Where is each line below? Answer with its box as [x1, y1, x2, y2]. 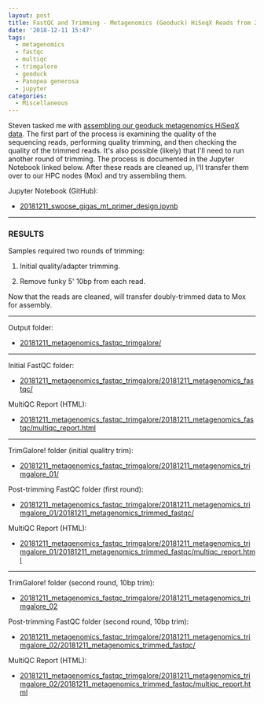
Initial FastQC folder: [8, 361, 75, 370]
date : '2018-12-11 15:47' [8, 26, 93, 34]
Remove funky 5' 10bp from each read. [19, 277, 146, 286]
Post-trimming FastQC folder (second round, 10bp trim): [8, 617, 189, 626]
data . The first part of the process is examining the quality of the [8, 129, 217, 138]
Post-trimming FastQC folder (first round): [8, 485, 144, 494]
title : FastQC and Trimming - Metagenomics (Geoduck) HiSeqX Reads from [8, 19, 251, 27]
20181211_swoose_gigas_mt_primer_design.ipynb [19, 201, 178, 211]
